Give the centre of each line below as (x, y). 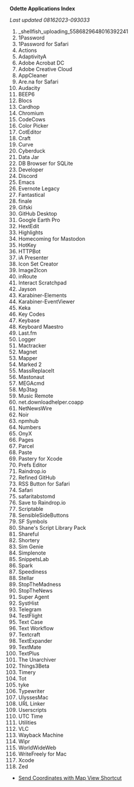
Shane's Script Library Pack (52, 528)
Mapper (28, 358)
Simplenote (32, 553)
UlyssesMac (33, 697)
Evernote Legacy (39, 188)
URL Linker (32, 704)
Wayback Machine (41, 735)
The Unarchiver (37, 660)
